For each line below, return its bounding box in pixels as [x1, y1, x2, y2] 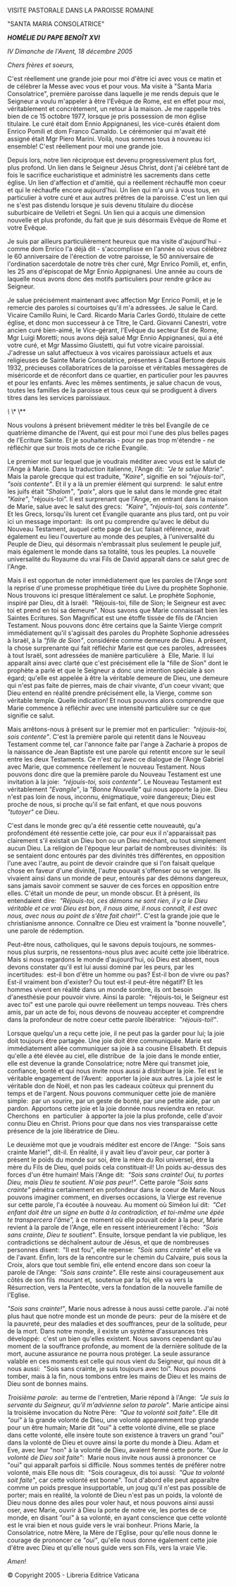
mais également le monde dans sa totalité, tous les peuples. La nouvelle [7, 547, 216, 556]
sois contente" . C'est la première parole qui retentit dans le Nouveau [7, 733, 206, 741]
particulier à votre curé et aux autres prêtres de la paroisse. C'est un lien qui [7, 194, 228, 202]
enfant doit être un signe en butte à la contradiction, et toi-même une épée [7, 1208, 225, 1216]
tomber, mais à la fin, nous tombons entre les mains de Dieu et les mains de [7, 1372, 227, 1380]
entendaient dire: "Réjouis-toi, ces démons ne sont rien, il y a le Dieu [7, 897, 208, 904]
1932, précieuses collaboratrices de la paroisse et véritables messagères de [7, 363, 228, 372]
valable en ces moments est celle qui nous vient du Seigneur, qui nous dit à [7, 1357, 226, 1365]
